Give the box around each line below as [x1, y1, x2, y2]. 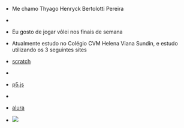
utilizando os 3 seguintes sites [11, 46, 87, 53]
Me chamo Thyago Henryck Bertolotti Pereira [11, 5, 124, 12]
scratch [11, 58, 31, 65]
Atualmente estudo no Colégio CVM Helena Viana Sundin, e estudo [11, 40, 178, 47]
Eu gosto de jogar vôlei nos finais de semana [11, 28, 123, 35]
